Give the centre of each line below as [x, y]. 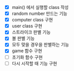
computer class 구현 [32, 20]
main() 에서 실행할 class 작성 [40, 7]
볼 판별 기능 [23, 38]
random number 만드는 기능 [39, 13]
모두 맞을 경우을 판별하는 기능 [40, 45]
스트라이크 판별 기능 [31, 32]
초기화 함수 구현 [27, 57]
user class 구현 [27, 26]
